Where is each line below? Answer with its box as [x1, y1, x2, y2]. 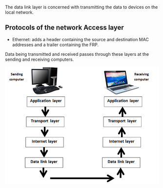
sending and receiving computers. [5, 56, 74, 62]
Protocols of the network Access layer [5, 23, 124, 32]
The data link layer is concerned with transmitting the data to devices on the [5, 4, 158, 10]
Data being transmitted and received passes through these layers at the [5, 51, 149, 57]
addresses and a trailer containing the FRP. [12, 42, 99, 47]
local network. [5, 9, 34, 15]
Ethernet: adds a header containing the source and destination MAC [12, 36, 149, 42]
